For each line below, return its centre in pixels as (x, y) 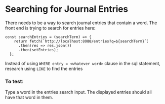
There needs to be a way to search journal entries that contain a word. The (81, 23)
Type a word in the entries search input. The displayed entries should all (79, 92)
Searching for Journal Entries (67, 9)
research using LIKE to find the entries (44, 69)
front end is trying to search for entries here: (50, 28)
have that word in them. (29, 98)
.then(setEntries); (38, 50)
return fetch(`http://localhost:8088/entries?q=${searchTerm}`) (82, 41)
